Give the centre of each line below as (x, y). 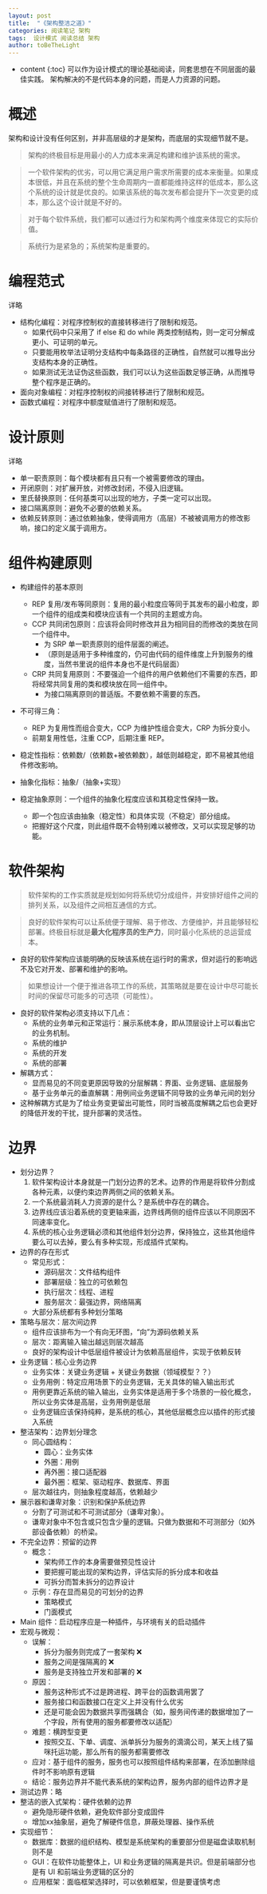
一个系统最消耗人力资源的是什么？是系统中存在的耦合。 (122, 1201)
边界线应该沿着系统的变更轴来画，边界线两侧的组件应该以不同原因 (140, 1212)
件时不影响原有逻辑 (63, 1772)
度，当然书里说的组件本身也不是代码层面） (114, 664)
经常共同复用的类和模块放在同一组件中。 (105, 684)
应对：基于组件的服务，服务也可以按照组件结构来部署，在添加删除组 (143, 1761)
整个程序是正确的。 (63, 382)
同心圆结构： (53, 1441)
